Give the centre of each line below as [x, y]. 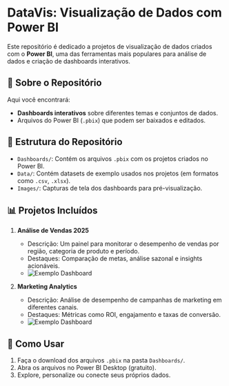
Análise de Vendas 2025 [53, 231]
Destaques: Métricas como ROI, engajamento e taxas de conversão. [124, 315]
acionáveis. [43, 266]
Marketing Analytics [47, 287]
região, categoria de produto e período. [83, 251]
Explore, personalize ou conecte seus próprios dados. [94, 375]
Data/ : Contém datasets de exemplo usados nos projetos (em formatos [118, 173]
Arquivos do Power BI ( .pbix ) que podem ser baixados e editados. [111, 120]
